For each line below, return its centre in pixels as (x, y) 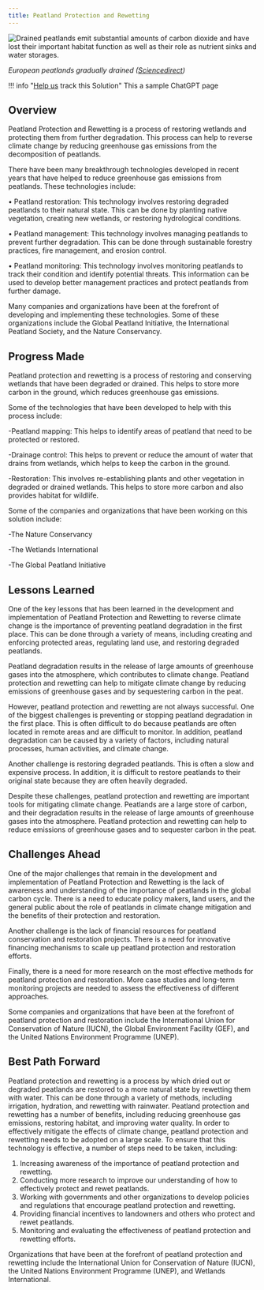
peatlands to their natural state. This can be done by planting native (118, 210)
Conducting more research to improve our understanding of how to (128, 1180)
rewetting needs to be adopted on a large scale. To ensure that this (117, 1139)
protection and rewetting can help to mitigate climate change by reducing (127, 683)
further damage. (35, 291)
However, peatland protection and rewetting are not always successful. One (131, 707)
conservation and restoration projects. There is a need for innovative (119, 939)
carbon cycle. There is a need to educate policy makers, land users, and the (131, 898)
